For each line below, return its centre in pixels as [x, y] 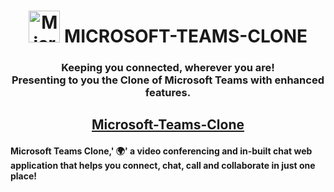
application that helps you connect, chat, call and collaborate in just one [163, 165]
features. [168, 92]
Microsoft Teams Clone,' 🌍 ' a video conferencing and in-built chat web [161, 151]
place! [24, 176]
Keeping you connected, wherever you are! [168, 67]
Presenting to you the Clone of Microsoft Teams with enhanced [168, 80]
